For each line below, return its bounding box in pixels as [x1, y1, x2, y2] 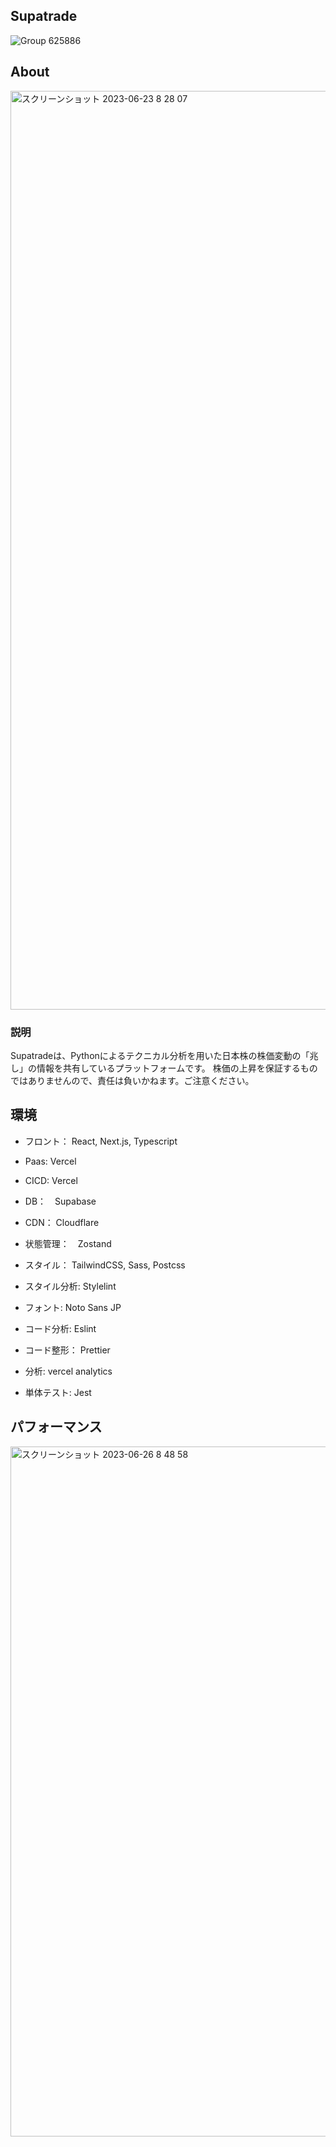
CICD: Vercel [24, 1174, 78, 1186]
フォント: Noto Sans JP [24, 1301, 122, 1313]
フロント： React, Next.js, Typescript [24, 1135, 178, 1147]
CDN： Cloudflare [24, 1216, 100, 1228]
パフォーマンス [10, 1419, 103, 1436]
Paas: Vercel [24, 1155, 77, 1167]
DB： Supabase [24, 1195, 97, 1207]
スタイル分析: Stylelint [24, 1280, 117, 1292]
